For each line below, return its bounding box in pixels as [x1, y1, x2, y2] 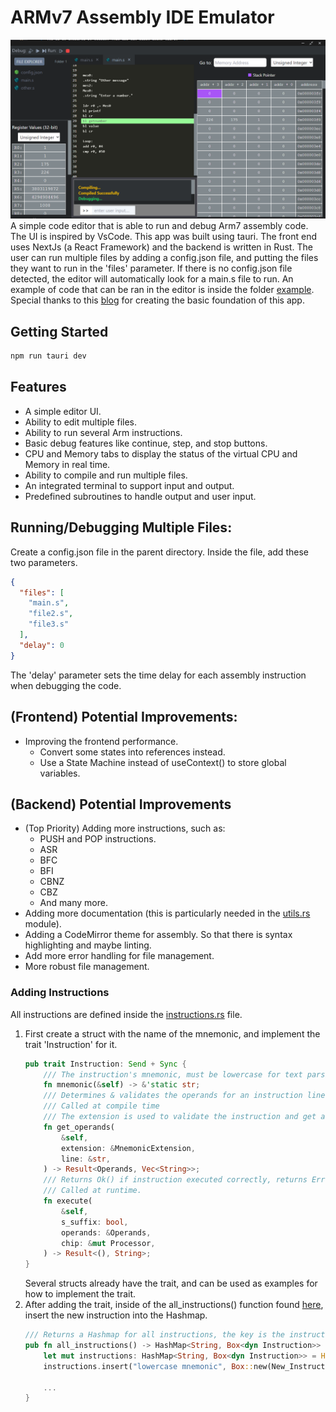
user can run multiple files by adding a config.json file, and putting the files [10, 252, 319, 264]
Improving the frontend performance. [24, 735, 179, 747]
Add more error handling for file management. [24, 950, 215, 962]
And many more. [39, 897, 108, 909]
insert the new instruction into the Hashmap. [24, 1309, 208, 1321]
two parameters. [10, 556, 78, 568]
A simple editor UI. [24, 405, 102, 417]
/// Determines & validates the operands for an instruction [43, 1091, 303, 1101]
